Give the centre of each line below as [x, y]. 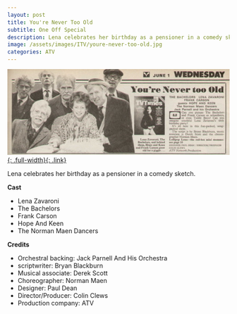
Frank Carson [37, 215]
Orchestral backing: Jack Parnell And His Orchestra [92, 258]
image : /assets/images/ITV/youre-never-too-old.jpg [85, 45]
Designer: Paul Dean [47, 288]
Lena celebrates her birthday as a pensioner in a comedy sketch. [102, 173]
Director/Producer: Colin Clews [62, 295]
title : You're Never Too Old [50, 22]
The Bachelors [39, 208]
